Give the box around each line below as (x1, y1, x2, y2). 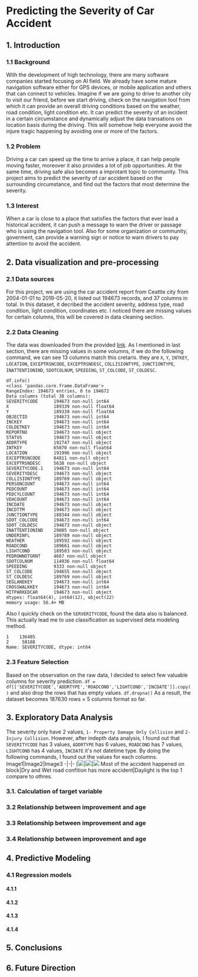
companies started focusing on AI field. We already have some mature (6, 77, 177, 84)
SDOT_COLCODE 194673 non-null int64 (6, 517, 110, 523)
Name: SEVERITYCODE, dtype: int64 (6, 644, 91, 650)
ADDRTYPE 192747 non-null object (6, 440, 112, 446)
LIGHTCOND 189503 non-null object (6, 548, 112, 554)
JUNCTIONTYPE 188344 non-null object (6, 512, 112, 518)
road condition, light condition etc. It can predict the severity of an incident (6, 108, 187, 116)
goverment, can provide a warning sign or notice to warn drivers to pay (6, 234, 179, 241)
